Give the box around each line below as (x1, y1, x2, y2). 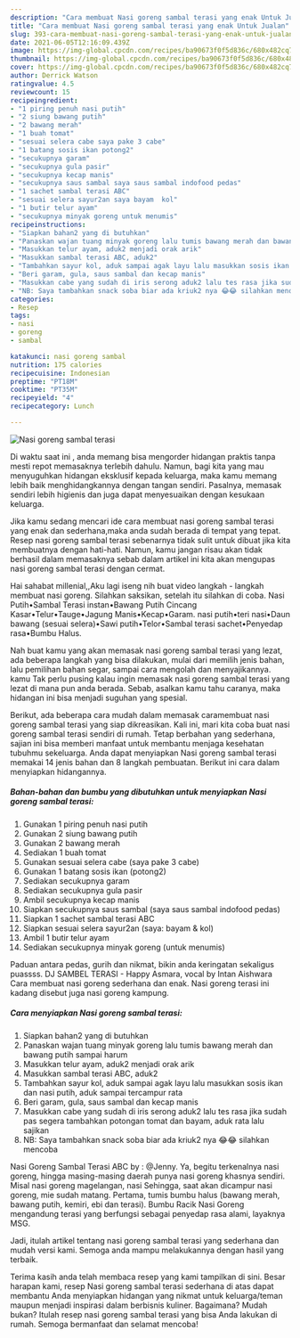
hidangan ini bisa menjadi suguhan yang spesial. (10, 692, 188, 703)
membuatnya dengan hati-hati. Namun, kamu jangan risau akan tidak (10, 544, 264, 555)
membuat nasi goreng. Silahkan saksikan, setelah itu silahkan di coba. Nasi (10, 590, 285, 600)
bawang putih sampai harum (22, 1048, 128, 1060)
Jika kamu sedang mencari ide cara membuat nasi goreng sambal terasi (10, 516, 274, 526)
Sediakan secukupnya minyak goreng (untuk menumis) (22, 942, 225, 952)
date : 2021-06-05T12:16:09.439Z (10, 37, 130, 47)
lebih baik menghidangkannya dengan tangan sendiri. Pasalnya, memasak (10, 479, 282, 490)
